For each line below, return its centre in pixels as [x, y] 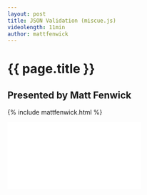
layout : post [27, 14]
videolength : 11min [36, 27]
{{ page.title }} [51, 69]
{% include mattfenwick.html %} [55, 112]
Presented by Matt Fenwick [70, 95]
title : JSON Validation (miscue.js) [62, 21]
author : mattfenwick [38, 34]
